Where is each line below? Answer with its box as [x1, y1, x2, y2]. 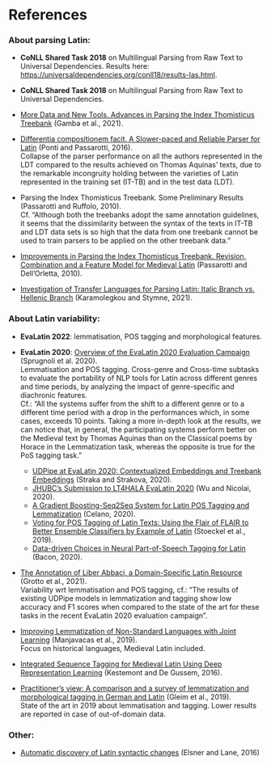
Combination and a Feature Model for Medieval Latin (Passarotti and [19, 260, 248, 270]
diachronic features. [19, 390, 87, 399]
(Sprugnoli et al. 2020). [19, 356, 98, 366]
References [8, 6, 87, 24]
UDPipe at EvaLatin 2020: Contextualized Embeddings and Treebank [32, 466, 261, 475]
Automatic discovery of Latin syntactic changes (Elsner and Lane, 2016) [19, 748, 260, 758]
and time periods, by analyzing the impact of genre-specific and [19, 382, 235, 391]
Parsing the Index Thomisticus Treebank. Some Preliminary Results [19, 192, 244, 203]
